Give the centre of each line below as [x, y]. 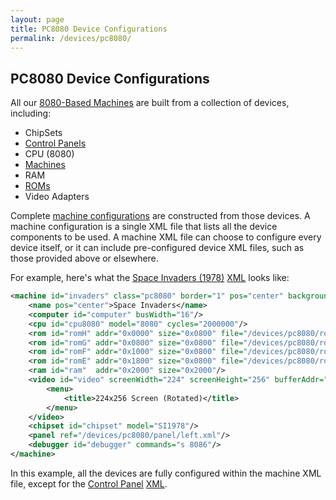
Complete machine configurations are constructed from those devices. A [160, 216]
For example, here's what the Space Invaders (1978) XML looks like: [150, 278]
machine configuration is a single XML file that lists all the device [144, 227]
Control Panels [55, 143]
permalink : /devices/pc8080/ [71, 38]
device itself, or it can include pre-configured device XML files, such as [157, 248]
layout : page [37, 19]
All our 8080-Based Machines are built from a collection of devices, [150, 103]
